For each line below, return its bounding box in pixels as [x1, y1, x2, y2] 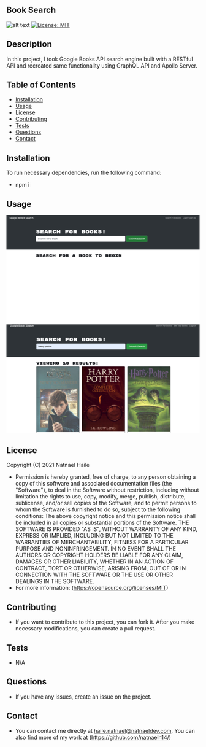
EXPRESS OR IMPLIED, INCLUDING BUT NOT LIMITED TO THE [15, 532, 174, 540]
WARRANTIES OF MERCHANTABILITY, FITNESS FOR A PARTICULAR [15, 538, 189, 546]
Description [6, 39, 52, 50]
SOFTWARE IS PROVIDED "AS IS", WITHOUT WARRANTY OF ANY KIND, [15, 525, 198, 533]
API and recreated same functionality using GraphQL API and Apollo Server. [6, 61, 198, 69]
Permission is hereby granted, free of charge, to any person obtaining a [15, 473, 196, 481]
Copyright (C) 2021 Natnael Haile [6, 462, 90, 469]
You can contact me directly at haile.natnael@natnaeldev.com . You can [15, 727, 195, 734]
